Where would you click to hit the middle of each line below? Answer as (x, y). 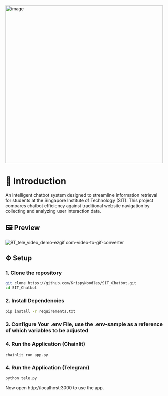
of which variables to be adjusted (47, 331)
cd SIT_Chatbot (21, 288)
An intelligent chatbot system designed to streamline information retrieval (81, 195)
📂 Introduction (36, 181)
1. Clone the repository (34, 273)
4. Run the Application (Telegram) (47, 368)
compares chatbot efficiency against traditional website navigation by (77, 206)
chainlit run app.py (27, 355)
